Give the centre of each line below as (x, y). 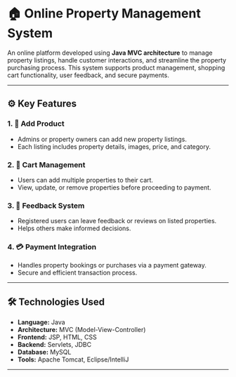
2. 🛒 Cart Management (46, 164)
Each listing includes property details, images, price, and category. (114, 146)
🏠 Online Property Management (104, 14)
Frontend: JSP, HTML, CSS (57, 337)
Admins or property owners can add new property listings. (102, 139)
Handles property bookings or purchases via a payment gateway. (112, 265)
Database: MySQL (44, 352)
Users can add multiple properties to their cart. (85, 180)
